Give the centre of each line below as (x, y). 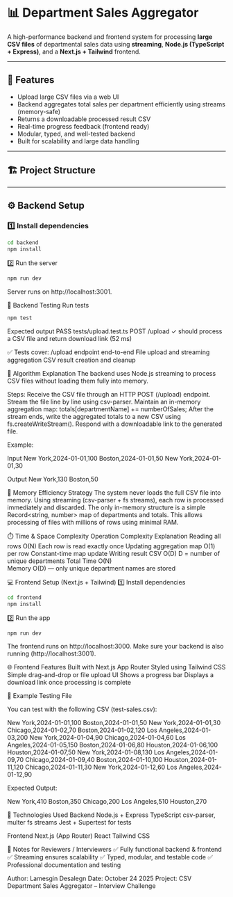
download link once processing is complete (69, 683)
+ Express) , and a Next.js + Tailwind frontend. (74, 51)
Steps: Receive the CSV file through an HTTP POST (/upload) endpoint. (109, 394)
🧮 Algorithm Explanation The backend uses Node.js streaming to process (112, 373)
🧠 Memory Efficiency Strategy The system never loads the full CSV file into (114, 492)
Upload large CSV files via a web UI (68, 97)
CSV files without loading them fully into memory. (78, 381)
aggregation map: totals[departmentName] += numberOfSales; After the (110, 409)
